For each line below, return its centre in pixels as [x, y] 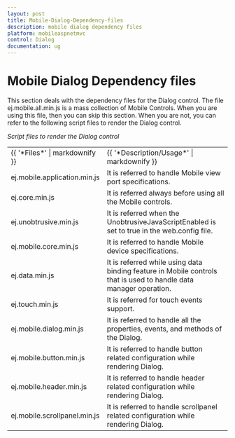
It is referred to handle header [156, 378]
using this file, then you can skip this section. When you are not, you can [112, 115]
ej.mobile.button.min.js [48, 357]
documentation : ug [34, 46]
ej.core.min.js [33, 197]
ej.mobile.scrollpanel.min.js [55, 416]
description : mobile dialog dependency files [74, 27]
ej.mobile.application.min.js [55, 177]
